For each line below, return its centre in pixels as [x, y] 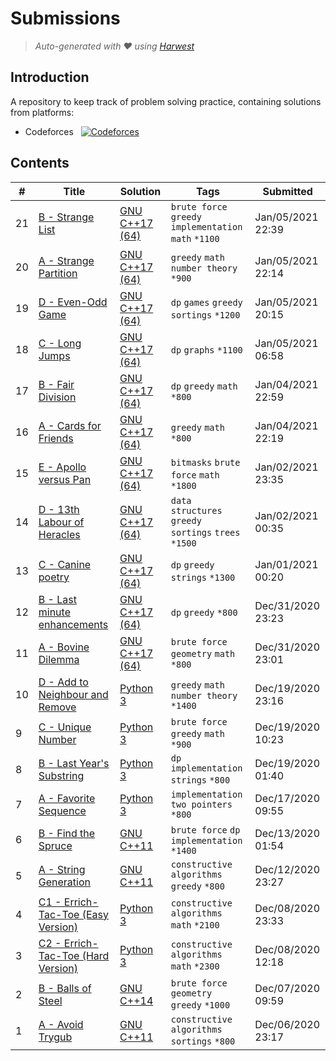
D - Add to [63, 682]
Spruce [55, 845]
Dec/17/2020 [287, 798]
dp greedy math [204, 386]
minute [54, 612]
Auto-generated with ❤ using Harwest [114, 46]
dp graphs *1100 [206, 350]
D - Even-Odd [73, 302]
